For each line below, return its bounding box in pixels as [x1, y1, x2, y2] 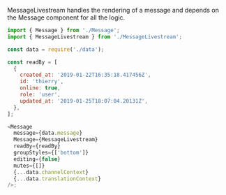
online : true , [20, 85, 61, 92]
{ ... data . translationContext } [13, 175, 101, 182]
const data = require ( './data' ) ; [7, 45, 105, 53]
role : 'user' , [20, 91, 61, 98]
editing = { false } [13, 155, 61, 163]
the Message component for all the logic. [7, 13, 126, 22]
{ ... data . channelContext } [13, 168, 89, 175]
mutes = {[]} [13, 162, 45, 169]
